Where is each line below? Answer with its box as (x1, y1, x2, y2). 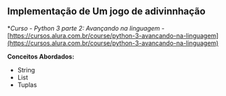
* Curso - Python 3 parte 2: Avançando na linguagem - (7, 24, 165, 32)
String (17, 65, 36, 74)
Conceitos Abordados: (7, 52, 75, 61)
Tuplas (17, 80, 37, 89)
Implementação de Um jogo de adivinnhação (7, 6, 206, 17)
